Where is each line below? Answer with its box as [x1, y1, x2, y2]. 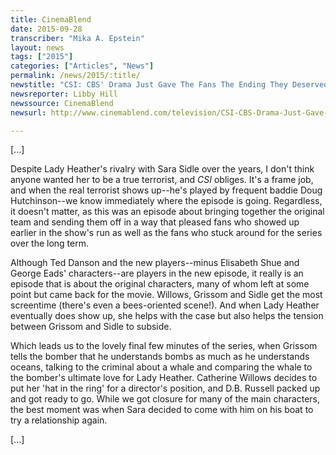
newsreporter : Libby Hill [10, 89, 118, 99]
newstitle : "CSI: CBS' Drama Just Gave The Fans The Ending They [10, 80, 288, 90]
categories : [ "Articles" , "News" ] [10, 61, 155, 71]
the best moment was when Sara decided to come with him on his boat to [10, 404, 314, 416]
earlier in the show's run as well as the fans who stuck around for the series [10, 227, 323, 239]
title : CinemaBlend [10, 14, 92, 25]
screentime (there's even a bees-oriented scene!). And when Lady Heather [10, 299, 320, 311]
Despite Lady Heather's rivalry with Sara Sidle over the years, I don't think [10, 163, 315, 175]
